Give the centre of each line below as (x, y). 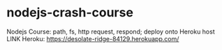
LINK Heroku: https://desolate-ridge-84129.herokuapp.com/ (93, 38)
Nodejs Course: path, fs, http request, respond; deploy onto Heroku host (111, 32)
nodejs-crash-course (70, 13)
